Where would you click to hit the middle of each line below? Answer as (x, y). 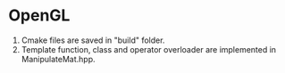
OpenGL (39, 16)
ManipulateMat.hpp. (58, 59)
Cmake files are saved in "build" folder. (93, 40)
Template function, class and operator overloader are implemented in (149, 49)
